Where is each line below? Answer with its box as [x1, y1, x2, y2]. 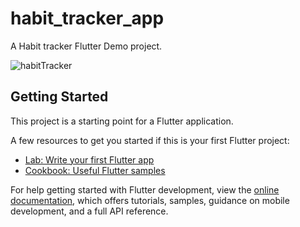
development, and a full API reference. [10, 205, 169, 217]
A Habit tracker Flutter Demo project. [10, 40, 163, 52]
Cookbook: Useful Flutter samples [24, 164, 166, 176]
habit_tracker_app [10, 7, 165, 30]
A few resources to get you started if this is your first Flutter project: [10, 134, 290, 146]
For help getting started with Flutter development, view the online [10, 183, 280, 196]
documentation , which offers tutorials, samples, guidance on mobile [10, 194, 290, 206]
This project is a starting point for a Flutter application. [10, 115, 234, 127]
